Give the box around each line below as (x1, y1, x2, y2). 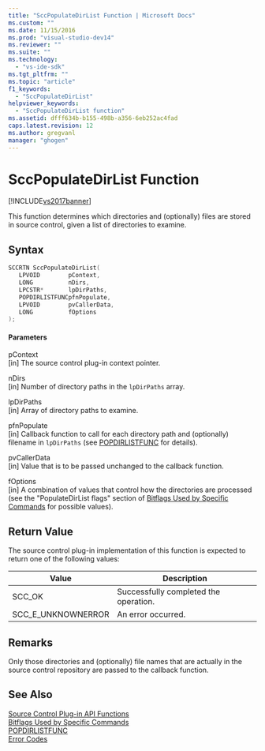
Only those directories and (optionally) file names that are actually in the (8, 657, 243, 667)
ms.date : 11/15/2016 (8, 26, 77, 34)
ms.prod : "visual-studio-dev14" (8, 33, 114, 42)
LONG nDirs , (18, 279, 90, 287)
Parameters (8, 332, 47, 342)
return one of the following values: (8, 554, 120, 564)
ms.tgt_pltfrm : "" (8, 70, 69, 78)
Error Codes (8, 734, 48, 743)
